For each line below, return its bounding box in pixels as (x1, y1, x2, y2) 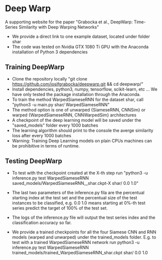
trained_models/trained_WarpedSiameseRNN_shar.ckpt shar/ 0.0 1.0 (12, 249, 148, 255)
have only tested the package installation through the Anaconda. (12, 91, 141, 97)
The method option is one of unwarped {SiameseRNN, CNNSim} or (12, 107, 146, 113)
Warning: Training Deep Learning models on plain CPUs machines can (12, 138, 152, 144)
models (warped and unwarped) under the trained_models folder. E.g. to (12, 234, 156, 240)
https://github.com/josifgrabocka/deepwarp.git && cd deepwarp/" (12, 81, 144, 87)
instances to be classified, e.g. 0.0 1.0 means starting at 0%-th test (12, 200, 146, 206)
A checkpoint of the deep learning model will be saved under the (12, 117, 141, 123)
